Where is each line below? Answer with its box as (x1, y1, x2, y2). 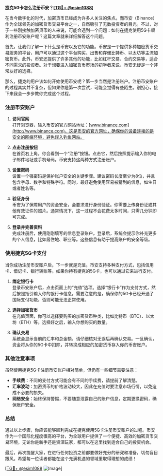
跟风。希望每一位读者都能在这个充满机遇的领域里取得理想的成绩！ (5, 456, 137, 462)
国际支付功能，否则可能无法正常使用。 (12, 297, 89, 303)
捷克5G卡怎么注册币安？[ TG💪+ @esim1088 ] (5, 5, 94, 10)
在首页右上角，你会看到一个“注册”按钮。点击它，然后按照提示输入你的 (12, 151, 152, 156)
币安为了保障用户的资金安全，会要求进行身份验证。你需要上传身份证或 (12, 202, 153, 208)
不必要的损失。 (16, 389, 47, 395)
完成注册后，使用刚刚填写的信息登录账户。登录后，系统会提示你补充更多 (12, 230, 157, 236)
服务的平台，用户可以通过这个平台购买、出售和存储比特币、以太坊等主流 (9, 50, 154, 56)
